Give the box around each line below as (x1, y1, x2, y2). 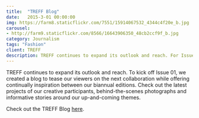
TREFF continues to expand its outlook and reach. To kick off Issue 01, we (6, 68, 187, 76)
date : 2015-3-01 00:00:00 (6, 14, 76, 20)
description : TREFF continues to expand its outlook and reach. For (6, 53, 179, 58)
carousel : (6, 25, 31, 31)
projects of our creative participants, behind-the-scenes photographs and (6, 87, 187, 94)
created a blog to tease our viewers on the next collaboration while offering (6, 75, 190, 82)
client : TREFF (6, 47, 41, 53)
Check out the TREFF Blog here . (6, 105, 85, 112)
